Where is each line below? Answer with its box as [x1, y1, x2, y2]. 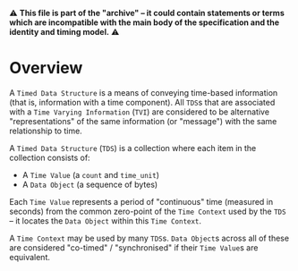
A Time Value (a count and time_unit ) [21, 169, 159, 180]
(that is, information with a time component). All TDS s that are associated [9, 97, 276, 107]
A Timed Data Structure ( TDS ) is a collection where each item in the [9, 142, 257, 153]
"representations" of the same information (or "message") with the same [9, 115, 277, 126]
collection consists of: [9, 152, 91, 163]
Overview [9, 58, 83, 79]
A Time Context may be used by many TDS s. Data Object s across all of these [9, 233, 289, 243]
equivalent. [9, 251, 51, 262]
